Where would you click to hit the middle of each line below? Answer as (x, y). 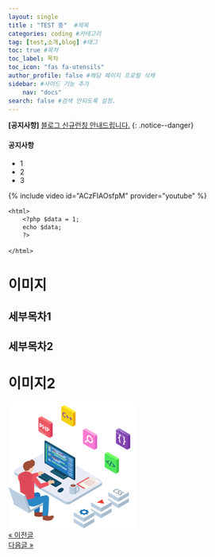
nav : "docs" (42, 92)
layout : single (33, 17)
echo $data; (42, 227)
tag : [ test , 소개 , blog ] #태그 (53, 42)
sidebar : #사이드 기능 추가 (49, 84)
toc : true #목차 (33, 51)
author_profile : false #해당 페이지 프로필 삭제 (82, 76)
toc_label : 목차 (33, 59)
